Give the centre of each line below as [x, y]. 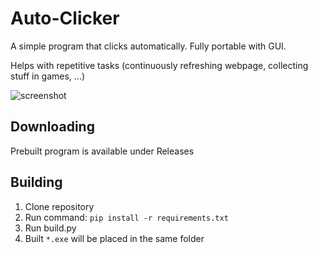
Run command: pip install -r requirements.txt [126, 217]
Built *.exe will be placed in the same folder [114, 238]
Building [36, 182]
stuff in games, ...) [48, 76]
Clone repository [59, 206]
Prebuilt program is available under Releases [102, 151]
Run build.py [50, 228]
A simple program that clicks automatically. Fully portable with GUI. [148, 46]
